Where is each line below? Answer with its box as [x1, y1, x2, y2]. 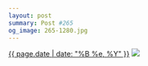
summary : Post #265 [8, 19, 74, 27]
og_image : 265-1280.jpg [8, 26, 88, 34]
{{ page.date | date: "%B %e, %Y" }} [8, 49, 130, 59]
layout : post [8, 11, 52, 20]
